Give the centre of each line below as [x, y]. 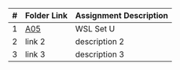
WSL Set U [95, 29]
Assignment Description [122, 15]
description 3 [99, 54]
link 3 [35, 54]
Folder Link [46, 15]
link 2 [35, 41]
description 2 [99, 41]
